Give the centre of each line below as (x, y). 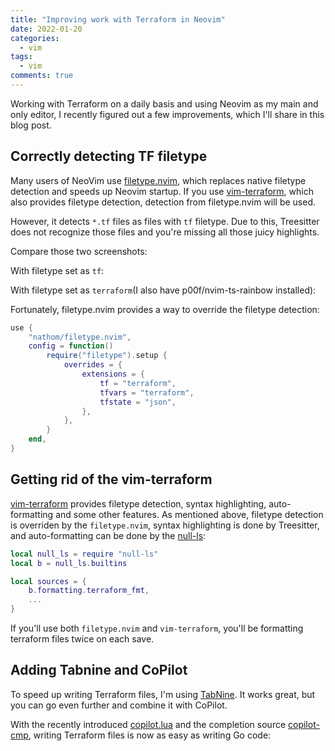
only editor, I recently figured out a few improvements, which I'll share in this (167, 114)
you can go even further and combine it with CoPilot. (119, 705)
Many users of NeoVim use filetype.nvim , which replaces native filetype (158, 180)
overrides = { (93, 365)
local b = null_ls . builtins (69, 563)
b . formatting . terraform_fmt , (89, 591)
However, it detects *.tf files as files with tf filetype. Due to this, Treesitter (165, 221)
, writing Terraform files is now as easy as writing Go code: (150, 735)
